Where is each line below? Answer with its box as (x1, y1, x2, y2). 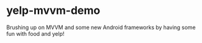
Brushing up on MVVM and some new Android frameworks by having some (6, 24, 196, 31)
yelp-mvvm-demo (6, 4, 101, 18)
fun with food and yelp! (6, 30, 65, 37)
